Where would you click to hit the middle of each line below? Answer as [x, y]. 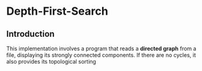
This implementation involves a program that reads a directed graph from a [102, 48]
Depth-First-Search [57, 11]
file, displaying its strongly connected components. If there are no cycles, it [101, 55]
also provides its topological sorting [51, 62]
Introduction [31, 34]
